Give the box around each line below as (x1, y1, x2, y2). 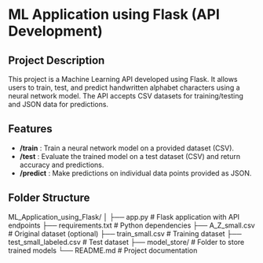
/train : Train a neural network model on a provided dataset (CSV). (19, 143, 234, 153)
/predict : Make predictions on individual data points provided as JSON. (19, 168, 252, 178)
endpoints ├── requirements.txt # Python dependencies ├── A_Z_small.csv (8, 220, 255, 230)
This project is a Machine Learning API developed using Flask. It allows (8, 75, 238, 83)
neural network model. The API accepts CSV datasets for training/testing (8, 91, 243, 100)
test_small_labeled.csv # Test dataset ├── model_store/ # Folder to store (8, 237, 245, 246)
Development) (8, 22, 104, 40)
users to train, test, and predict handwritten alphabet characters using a (8, 83, 241, 92)
